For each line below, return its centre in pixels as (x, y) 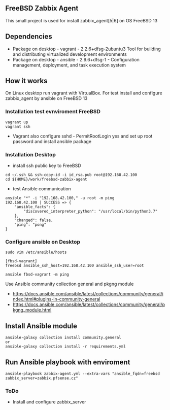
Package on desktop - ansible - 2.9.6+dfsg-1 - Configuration (76, 59)
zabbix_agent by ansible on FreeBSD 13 (46, 98)
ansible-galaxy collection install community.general (63, 338)
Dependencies (29, 37)
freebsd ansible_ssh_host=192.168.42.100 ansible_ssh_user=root (75, 266)
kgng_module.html (32, 310)
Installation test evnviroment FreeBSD (53, 112)
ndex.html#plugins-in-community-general (56, 299)
